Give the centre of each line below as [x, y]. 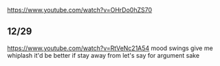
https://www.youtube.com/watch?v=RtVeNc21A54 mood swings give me [110, 48]
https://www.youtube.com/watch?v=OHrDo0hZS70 [80, 10]
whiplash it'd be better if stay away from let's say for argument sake [103, 55]
